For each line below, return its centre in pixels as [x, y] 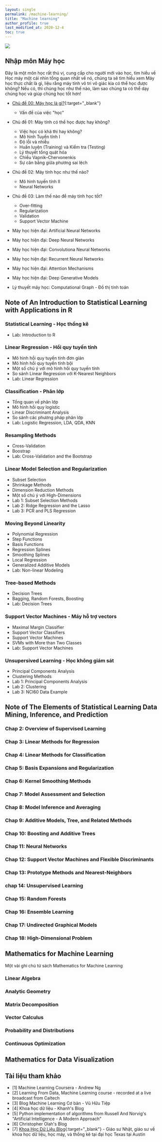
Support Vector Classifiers [38, 632]
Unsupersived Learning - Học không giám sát [59, 661]
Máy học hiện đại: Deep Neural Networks [53, 240]
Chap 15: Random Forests [36, 899]
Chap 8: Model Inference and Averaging [53, 807]
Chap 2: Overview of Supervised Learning [56, 729]
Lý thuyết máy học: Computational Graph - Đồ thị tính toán [70, 287]
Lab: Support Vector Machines [43, 648]
